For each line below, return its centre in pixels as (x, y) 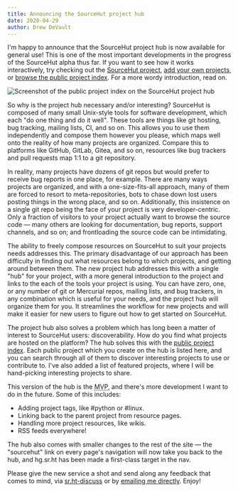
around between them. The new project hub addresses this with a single (113, 269)
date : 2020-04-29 (33, 21)
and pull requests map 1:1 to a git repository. (72, 158)
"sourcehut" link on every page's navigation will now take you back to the (115, 452)
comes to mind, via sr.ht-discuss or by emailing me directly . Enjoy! (104, 481)
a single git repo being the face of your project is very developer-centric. (114, 210)
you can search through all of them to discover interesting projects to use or (119, 358)
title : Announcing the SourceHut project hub (76, 14)
